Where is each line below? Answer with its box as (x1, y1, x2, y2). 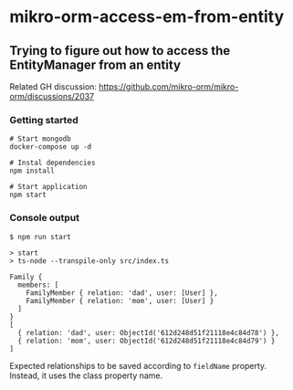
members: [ (17, 280, 59, 290)
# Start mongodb (9, 134, 71, 143)
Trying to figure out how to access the (9, 43, 231, 58)
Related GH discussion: (9, 81, 98, 92)
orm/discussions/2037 (9, 91, 95, 101)
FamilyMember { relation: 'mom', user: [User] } (26, 296, 215, 305)
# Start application (9, 183, 89, 192)
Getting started (9, 113, 79, 126)
